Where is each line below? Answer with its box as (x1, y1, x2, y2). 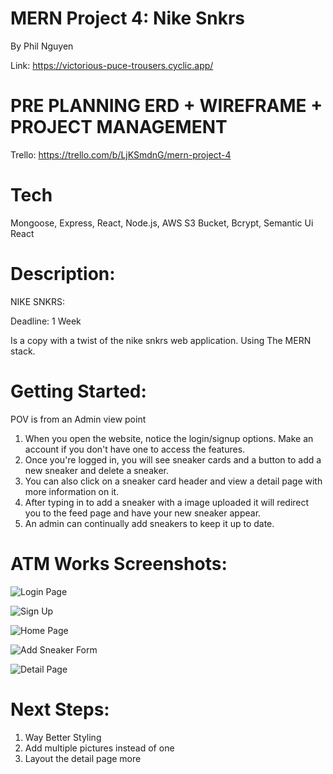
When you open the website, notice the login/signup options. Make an (24, 432, 314, 444)
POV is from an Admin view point (10, 413, 147, 425)
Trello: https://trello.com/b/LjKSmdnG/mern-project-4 (10, 148, 232, 161)
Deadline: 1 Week (10, 315, 82, 327)
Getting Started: (10, 380, 147, 402)
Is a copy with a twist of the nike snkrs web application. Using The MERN (10, 334, 312, 346)
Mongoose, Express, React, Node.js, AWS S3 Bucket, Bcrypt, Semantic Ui (10, 217, 314, 229)
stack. (10, 345, 36, 357)
